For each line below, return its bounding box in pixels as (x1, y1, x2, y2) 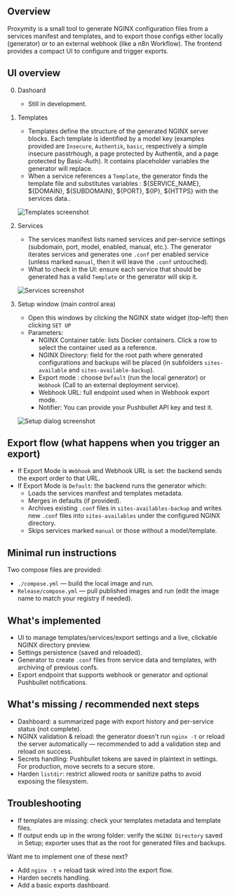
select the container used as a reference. (38, 343, 158, 351)
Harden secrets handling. (17, 873, 91, 882)
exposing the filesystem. (17, 777, 89, 785)
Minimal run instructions (7, 547, 117, 559)
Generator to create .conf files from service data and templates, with (17, 656, 217, 664)
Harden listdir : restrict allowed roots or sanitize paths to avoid (17, 769, 202, 778)
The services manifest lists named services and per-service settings (27, 235, 226, 244)
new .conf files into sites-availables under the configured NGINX (27, 512, 221, 520)
